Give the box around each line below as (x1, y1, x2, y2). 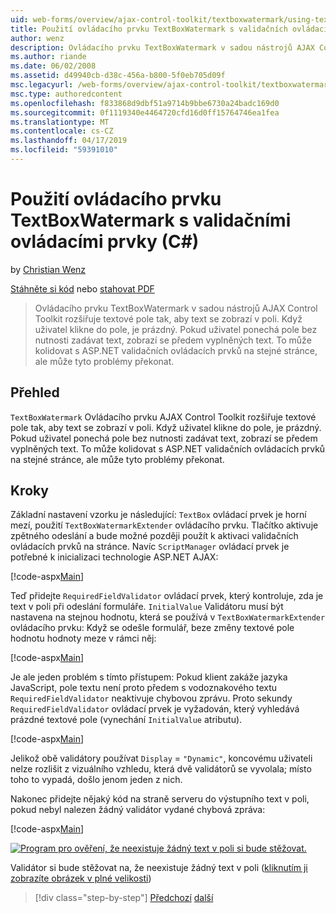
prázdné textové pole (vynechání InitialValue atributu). (10, 714, 243, 726)
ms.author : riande (10, 52, 87, 62)
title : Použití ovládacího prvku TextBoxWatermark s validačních (10, 24, 288, 34)
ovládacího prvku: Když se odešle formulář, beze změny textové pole (10, 622, 295, 634)
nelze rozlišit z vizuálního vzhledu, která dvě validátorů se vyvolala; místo (10, 763, 312, 775)
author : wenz (10, 33, 65, 43)
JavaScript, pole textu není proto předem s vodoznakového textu (10, 682, 278, 694)
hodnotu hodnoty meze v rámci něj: (10, 632, 157, 645)
